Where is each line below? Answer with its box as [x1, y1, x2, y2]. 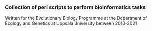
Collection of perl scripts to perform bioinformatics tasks [5, 4, 146, 11]
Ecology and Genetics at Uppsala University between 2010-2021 [5, 20, 137, 26]
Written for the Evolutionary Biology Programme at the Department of [5, 15, 147, 21]
